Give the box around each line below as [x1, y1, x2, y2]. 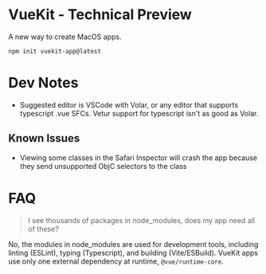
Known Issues [8, 131, 80, 145]
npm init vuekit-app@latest [8, 47, 102, 55]
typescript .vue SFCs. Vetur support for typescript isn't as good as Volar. [19, 108, 259, 118]
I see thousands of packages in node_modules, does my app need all [27, 215, 256, 225]
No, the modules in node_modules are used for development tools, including [8, 239, 259, 249]
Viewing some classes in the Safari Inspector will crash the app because [19, 153, 257, 162]
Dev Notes [8, 74, 79, 92]
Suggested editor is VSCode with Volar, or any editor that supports [19, 100, 239, 109]
